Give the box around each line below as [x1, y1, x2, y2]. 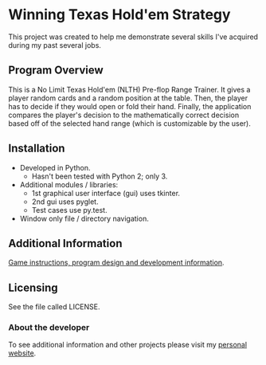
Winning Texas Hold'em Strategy [8, 6, 231, 24]
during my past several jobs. [8, 40, 102, 49]
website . [8, 348, 37, 358]
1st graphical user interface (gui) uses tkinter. [31, 188, 181, 198]
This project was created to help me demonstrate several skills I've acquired [8, 32, 259, 41]
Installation [8, 142, 65, 155]
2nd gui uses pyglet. [31, 197, 99, 206]
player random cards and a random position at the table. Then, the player [8, 93, 248, 103]
